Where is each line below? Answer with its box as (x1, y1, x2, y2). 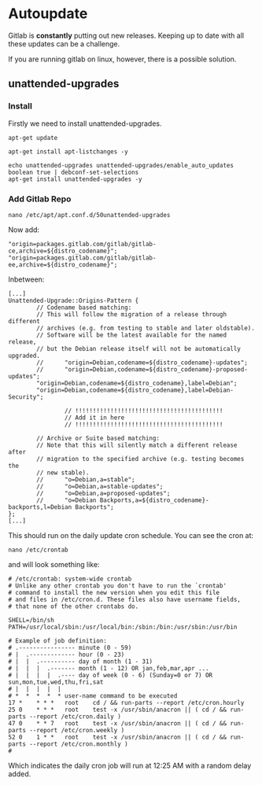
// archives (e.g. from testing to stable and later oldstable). (36, 324, 256, 332)
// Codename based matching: (36, 304, 132, 311)
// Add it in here (64, 414, 125, 422)
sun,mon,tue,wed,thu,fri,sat (8, 678, 104, 686)
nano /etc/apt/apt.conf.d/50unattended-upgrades (8, 211, 171, 219)
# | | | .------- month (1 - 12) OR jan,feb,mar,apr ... (8, 664, 210, 673)
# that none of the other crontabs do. (8, 603, 139, 610)
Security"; (8, 392, 44, 401)
